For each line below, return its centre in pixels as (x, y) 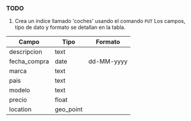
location (20, 109)
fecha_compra (29, 61)
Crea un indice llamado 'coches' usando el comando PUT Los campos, (100, 21)
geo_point (69, 109)
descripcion (26, 52)
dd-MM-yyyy (108, 61)
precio (18, 100)
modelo (20, 90)
